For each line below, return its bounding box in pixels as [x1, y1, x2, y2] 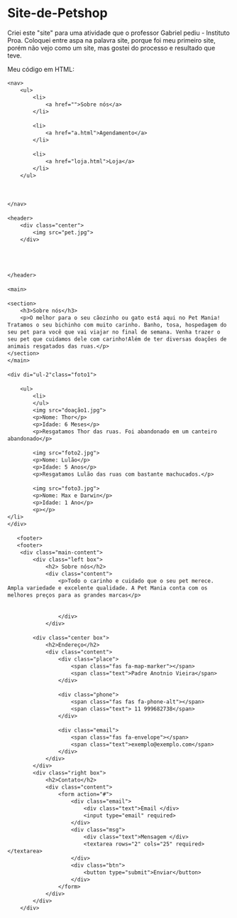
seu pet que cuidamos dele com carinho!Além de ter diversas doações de [7, 336, 227, 343]
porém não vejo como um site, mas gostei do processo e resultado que [7, 43, 216, 52]
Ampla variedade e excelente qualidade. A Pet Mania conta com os [7, 585, 208, 592]
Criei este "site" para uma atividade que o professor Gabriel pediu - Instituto [7, 28, 231, 37]
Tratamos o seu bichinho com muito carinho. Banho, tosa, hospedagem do [7, 321, 227, 329]
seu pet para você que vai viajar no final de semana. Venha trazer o [7, 329, 221, 336]
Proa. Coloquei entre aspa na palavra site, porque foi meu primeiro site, [7, 36, 216, 44]
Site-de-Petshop [7, 5, 108, 21]
